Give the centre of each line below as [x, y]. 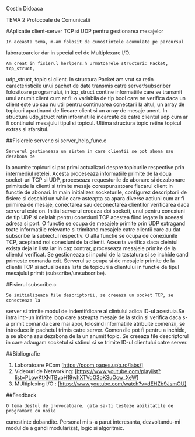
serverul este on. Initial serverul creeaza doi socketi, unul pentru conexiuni [95, 211]
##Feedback [21, 395]
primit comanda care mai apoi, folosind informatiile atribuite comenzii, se [98, 324]
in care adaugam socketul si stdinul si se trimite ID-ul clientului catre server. [97, 342]
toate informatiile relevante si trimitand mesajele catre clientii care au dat [93, 230]
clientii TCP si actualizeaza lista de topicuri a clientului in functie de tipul [93, 267]
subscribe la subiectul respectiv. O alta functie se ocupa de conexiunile [92, 236]
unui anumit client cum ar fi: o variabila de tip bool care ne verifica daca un [96, 98]
